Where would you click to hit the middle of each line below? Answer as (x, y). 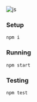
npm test (17, 93)
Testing (17, 80)
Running (19, 53)
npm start (18, 65)
